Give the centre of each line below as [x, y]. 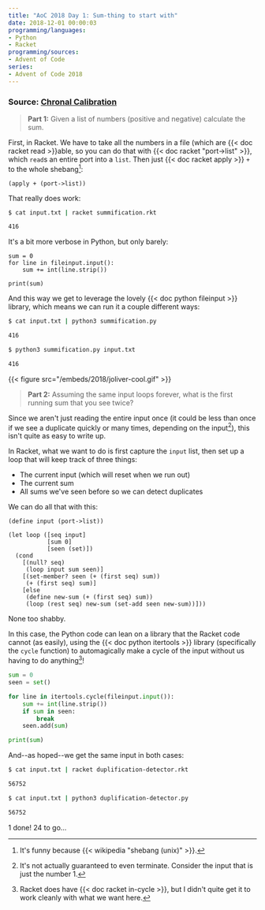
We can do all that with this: [53, 507]
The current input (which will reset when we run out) [105, 475]
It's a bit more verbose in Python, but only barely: [88, 242]
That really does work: [45, 198]
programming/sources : [44, 52]
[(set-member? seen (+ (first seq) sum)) [91, 576]
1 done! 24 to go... [37, 827]
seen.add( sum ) [45, 726]
